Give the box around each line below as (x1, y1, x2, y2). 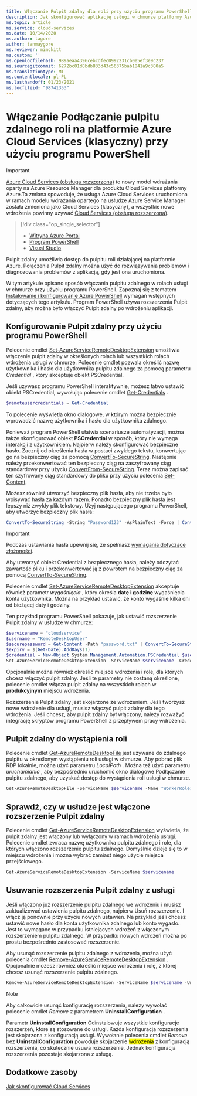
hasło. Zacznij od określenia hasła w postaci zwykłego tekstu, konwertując (6, 447, 186, 454)
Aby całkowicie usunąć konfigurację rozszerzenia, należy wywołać (6, 1002, 167, 1009)
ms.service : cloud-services (6, 25, 75, 31)
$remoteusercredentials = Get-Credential (6, 400, 109, 406)
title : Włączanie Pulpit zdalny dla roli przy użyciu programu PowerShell (6, 8, 193, 15)
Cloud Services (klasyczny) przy (6, 135, 168, 148)
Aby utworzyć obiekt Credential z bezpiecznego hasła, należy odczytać (6, 559, 179, 566)
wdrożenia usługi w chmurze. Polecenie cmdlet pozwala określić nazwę (6, 359, 179, 366)
